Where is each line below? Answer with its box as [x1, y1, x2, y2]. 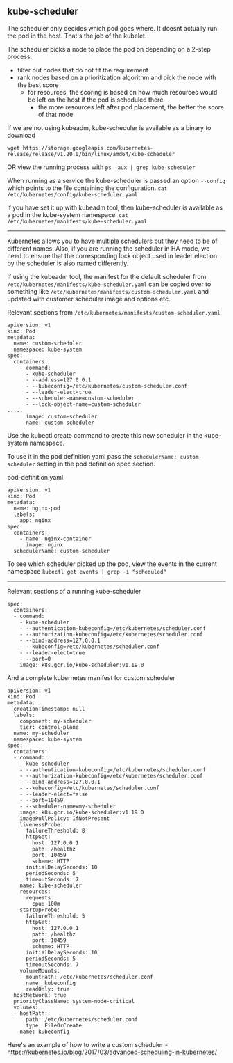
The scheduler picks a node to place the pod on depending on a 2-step [7, 45, 212, 53]
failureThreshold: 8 [25, 827, 85, 834]
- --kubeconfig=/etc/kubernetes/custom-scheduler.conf [25, 382, 188, 389]
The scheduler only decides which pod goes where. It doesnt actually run [7, 24, 218, 32]
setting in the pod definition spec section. [37, 459, 156, 468]
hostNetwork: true [13, 991, 67, 998]
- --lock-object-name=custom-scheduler [25, 400, 141, 408]
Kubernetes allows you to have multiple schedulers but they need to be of [7, 237, 218, 245]
